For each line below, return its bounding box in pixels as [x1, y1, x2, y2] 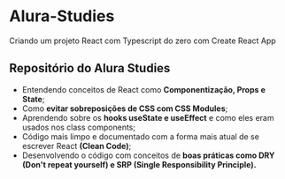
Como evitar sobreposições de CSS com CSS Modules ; [21, 103, 228, 114]
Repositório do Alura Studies [9, 61, 171, 76]
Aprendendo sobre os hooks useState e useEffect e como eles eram [21, 112, 274, 123]
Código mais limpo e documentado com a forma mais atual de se [21, 131, 259, 142]
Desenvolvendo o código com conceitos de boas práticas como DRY [21, 150, 275, 160]
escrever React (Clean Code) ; [21, 140, 132, 151]
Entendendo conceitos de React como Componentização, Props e [21, 84, 266, 94]
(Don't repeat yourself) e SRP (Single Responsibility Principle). [21, 159, 257, 169]
